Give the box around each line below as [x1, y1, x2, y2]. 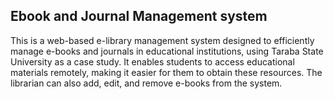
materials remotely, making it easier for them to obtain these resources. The [10, 66, 323, 78]
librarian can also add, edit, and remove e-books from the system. [10, 77, 283, 89]
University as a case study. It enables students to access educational [10, 55, 295, 68]
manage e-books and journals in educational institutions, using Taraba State [10, 45, 324, 57]
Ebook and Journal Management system [10, 8, 268, 25]
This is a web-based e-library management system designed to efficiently [10, 34, 315, 46]
